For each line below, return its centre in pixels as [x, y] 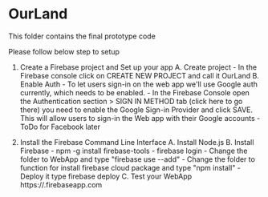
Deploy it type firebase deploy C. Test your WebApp [106, 176]
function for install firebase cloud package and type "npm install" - [130, 167]
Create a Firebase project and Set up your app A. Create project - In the [138, 67]
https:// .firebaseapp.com [61, 184]
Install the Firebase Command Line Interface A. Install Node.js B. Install [137, 142]
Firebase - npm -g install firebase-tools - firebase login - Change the [134, 151]
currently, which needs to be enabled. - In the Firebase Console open [135, 92]
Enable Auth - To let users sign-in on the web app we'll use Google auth [139, 84]
